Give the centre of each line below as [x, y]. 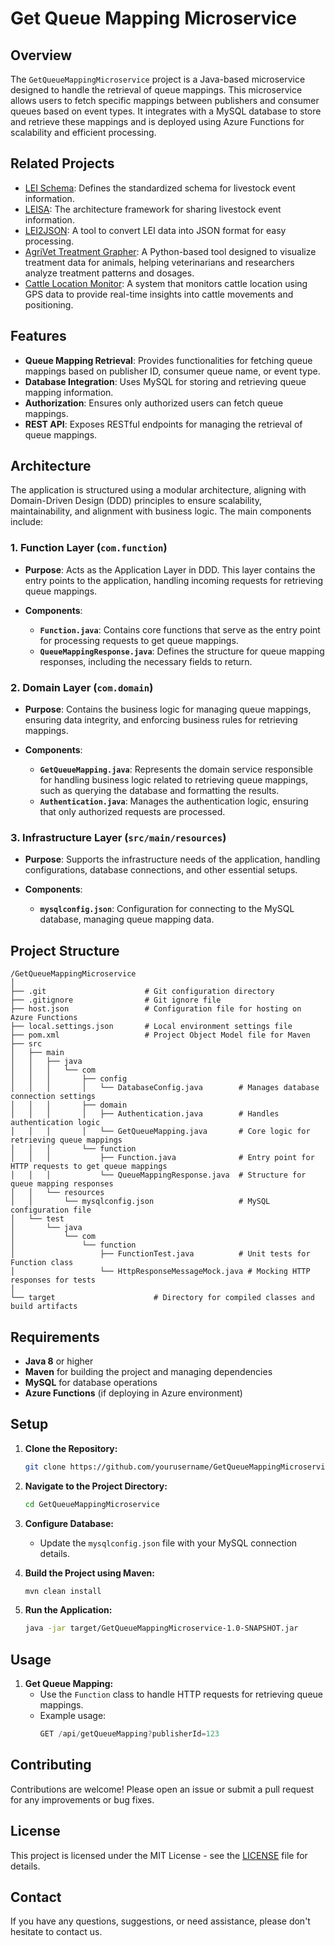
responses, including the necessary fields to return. [146, 661]
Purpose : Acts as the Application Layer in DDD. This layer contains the [170, 569]
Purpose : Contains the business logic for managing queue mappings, [168, 709]
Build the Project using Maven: [89, 1573]
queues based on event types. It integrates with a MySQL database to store [166, 111]
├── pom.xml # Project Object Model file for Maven [160, 1035]
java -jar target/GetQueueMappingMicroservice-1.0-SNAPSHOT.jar [161, 1628]
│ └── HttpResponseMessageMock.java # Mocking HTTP [160, 1272]
